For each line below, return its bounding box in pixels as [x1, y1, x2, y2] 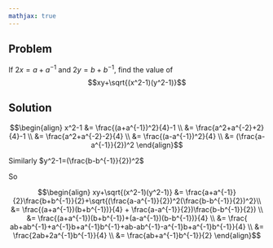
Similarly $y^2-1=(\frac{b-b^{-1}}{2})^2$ [8, 155, 144, 165]
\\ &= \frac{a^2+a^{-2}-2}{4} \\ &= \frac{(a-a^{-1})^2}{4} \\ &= [27, 131, 235, 141]
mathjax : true [8, 11, 57, 20]
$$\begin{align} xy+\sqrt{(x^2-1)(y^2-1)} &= [37, 187, 184, 197]
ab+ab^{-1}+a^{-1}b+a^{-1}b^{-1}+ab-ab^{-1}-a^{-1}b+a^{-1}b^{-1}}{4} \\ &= [9, 221, 265, 232]
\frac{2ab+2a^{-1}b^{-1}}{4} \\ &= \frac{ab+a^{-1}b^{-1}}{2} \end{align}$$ [12, 230, 262, 240]
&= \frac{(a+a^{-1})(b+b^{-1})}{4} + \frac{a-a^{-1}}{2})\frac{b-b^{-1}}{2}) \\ [11, 204, 263, 214]
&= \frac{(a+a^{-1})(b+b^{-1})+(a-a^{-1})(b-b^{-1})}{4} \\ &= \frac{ [26, 213, 248, 223]
